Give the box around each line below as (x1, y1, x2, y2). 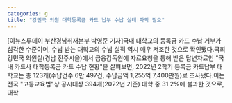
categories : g (7, 10, 49, 17)
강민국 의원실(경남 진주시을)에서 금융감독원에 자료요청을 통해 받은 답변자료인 (7, 53, 214, 62)
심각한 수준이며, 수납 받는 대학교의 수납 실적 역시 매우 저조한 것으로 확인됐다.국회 (7, 45, 226, 53)
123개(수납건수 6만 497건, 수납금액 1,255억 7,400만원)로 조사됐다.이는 (33, 71, 225, 79)
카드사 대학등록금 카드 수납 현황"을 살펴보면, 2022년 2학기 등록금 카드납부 (14, 62, 216, 71)
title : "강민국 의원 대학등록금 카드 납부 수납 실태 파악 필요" (7, 17, 165, 24)
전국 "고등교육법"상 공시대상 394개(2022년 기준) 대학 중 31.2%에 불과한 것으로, (7, 79, 224, 88)
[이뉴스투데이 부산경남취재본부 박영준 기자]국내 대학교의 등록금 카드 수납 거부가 (7, 36, 222, 45)
